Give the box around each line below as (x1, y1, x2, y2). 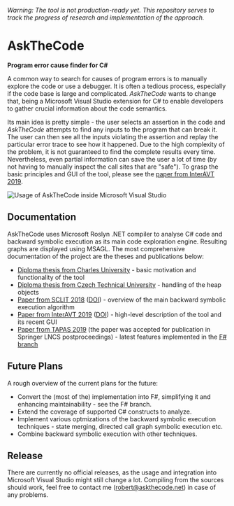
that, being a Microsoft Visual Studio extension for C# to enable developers (7, 97, 224, 105)
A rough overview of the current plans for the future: (7, 379, 159, 387)
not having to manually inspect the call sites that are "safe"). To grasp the (7, 162, 219, 171)
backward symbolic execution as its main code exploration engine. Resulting (7, 237, 228, 246)
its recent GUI (17, 318, 57, 326)
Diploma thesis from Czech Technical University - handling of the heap (17, 280, 222, 289)
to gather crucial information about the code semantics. (7, 104, 168, 113)
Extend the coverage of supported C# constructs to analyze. (17, 407, 192, 416)
